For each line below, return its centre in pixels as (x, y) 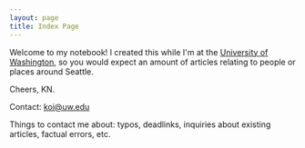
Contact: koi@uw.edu (50, 106)
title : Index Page (44, 26)
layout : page (34, 18)
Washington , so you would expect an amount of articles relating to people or (152, 62)
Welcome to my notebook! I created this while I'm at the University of (139, 52)
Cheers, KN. (32, 89)
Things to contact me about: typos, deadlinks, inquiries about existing (140, 124)
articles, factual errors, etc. (60, 133)
